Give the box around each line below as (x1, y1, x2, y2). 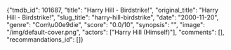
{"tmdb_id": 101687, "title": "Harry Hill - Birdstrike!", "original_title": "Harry (6, 6, 219, 14)
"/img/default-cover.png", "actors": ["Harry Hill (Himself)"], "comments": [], (6, 28, 225, 36)
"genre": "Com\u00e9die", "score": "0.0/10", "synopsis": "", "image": (6, 21, 205, 28)
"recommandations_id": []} (6, 35, 84, 44)
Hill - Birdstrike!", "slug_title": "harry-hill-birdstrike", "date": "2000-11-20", (6, 13, 219, 22)
